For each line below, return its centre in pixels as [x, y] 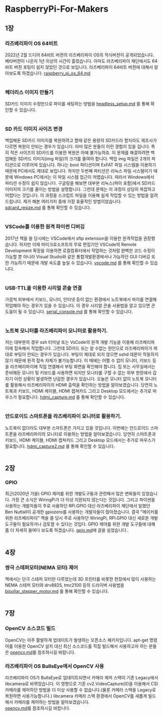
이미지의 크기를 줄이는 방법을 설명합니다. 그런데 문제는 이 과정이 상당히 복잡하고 [80, 190]
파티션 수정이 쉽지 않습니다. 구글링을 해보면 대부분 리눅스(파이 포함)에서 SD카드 [80, 183]
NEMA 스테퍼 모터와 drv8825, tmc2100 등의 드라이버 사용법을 [65, 585]
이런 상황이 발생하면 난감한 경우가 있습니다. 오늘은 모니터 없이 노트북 [79, 379]
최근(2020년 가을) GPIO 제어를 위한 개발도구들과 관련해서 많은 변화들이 [73, 494]
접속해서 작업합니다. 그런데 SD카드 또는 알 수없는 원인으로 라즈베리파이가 [83, 348]
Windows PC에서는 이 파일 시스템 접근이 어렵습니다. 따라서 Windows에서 [84, 177]
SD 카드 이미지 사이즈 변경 [34, 129]
